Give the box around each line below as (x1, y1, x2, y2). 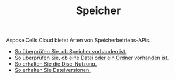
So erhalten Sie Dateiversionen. (14, 67, 91, 74)
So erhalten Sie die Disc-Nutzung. (14, 60, 97, 67)
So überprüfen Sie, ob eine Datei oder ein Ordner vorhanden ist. (14, 54, 169, 62)
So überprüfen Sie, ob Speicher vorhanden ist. (14, 48, 127, 55)
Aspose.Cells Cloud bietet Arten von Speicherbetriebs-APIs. (6, 37, 151, 44)
